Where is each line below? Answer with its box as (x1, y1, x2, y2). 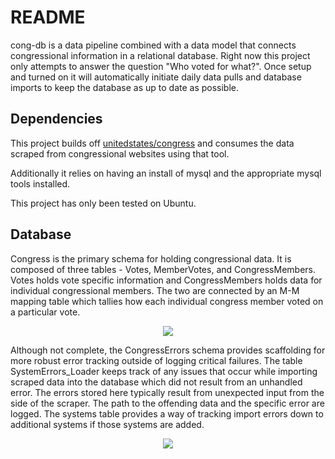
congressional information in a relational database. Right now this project (10, 49, 311, 61)
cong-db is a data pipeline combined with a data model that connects (10, 39, 297, 51)
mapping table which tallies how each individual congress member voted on (10, 295, 324, 307)
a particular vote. (10, 306, 81, 318)
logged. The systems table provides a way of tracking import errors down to (10, 407, 324, 420)
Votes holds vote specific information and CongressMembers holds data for (10, 274, 323, 286)
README (10, 6, 86, 29)
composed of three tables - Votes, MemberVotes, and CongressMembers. (10, 263, 316, 275)
